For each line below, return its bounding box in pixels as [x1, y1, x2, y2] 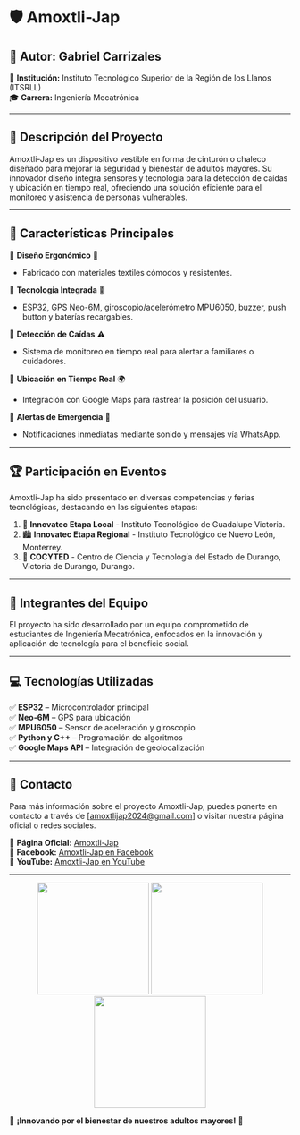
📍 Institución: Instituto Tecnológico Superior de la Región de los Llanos [9, 73, 272, 83]
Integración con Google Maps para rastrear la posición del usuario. [21, 394, 269, 405]
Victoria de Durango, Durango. [21, 561, 136, 572]
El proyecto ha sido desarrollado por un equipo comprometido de [9, 619, 249, 630]
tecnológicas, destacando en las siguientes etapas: [9, 502, 198, 513]
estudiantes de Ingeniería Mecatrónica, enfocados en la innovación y [9, 628, 263, 640]
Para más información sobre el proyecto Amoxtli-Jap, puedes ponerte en [9, 800, 278, 811]
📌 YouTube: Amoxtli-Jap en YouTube [9, 856, 146, 866]
